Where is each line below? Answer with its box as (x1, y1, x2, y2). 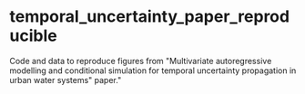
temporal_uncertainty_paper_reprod (9, 6, 290, 27)
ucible (9, 25, 57, 46)
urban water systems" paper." (9, 74, 122, 85)
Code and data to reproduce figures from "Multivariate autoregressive (9, 55, 272, 66)
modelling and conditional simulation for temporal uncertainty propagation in (9, 65, 297, 76)
